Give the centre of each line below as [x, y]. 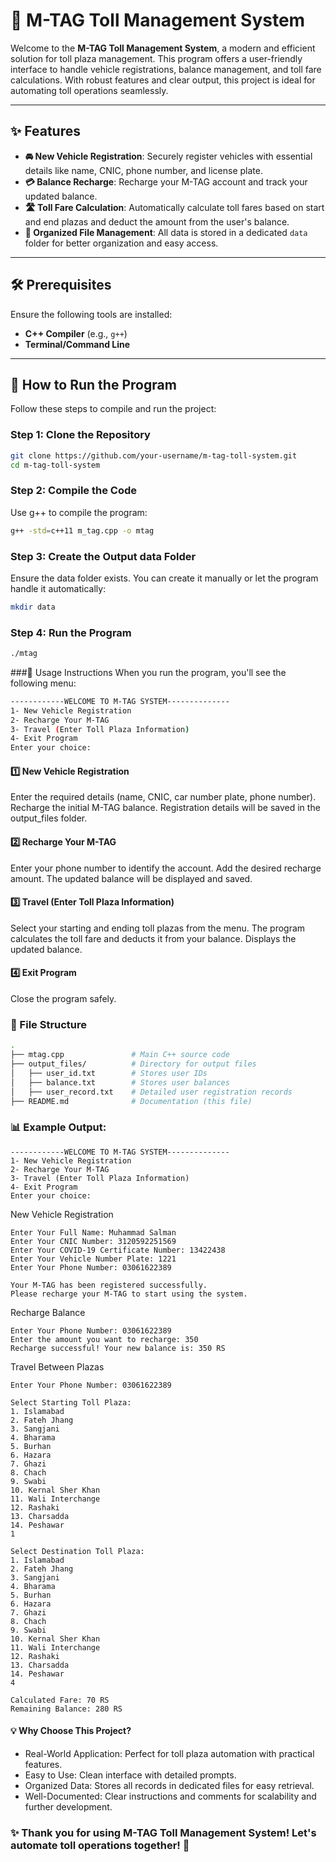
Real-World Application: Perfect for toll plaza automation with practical [169, 1753]
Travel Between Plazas [57, 1366]
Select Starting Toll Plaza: [71, 1402]
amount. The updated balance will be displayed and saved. [131, 878]
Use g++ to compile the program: [79, 512]
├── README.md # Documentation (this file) [131, 1101]
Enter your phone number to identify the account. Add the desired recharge [166, 868]
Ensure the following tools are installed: [91, 314]
